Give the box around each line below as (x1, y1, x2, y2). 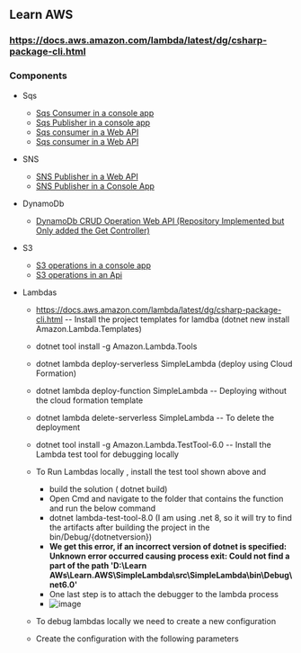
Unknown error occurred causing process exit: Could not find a (49, 550, 290, 561)
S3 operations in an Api (35, 269, 123, 280)
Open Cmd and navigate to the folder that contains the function (49, 493, 284, 504)
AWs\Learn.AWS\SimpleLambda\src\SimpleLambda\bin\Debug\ (49, 569, 293, 580)
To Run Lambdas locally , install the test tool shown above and (35, 466, 267, 477)
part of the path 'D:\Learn (49, 559, 147, 570)
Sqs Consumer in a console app (35, 107, 155, 118)
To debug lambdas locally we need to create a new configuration (35, 615, 277, 626)
